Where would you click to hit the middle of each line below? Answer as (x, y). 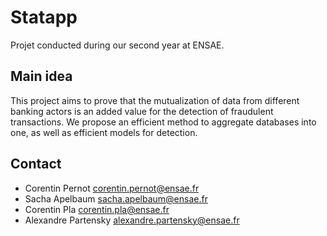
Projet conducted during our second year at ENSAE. (117, 45)
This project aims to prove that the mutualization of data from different (155, 100)
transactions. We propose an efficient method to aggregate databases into (163, 122)
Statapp (44, 17)
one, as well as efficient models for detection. (104, 132)
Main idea (41, 76)
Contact (36, 164)
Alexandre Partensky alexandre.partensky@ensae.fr (132, 220)
